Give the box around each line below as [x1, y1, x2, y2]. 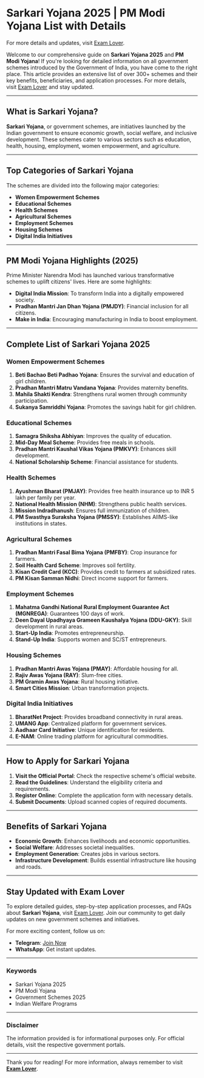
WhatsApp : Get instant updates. [15, 946, 97, 953]
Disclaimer [6, 1021, 39, 1029]
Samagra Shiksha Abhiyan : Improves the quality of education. [15, 433, 172, 440]
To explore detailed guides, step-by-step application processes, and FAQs [6, 903, 192, 910]
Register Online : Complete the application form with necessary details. [15, 791, 193, 799]
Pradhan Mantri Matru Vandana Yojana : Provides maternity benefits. [15, 384, 189, 392]
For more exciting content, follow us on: [6, 928, 106, 935]
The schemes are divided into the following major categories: [6, 181, 160, 189]
